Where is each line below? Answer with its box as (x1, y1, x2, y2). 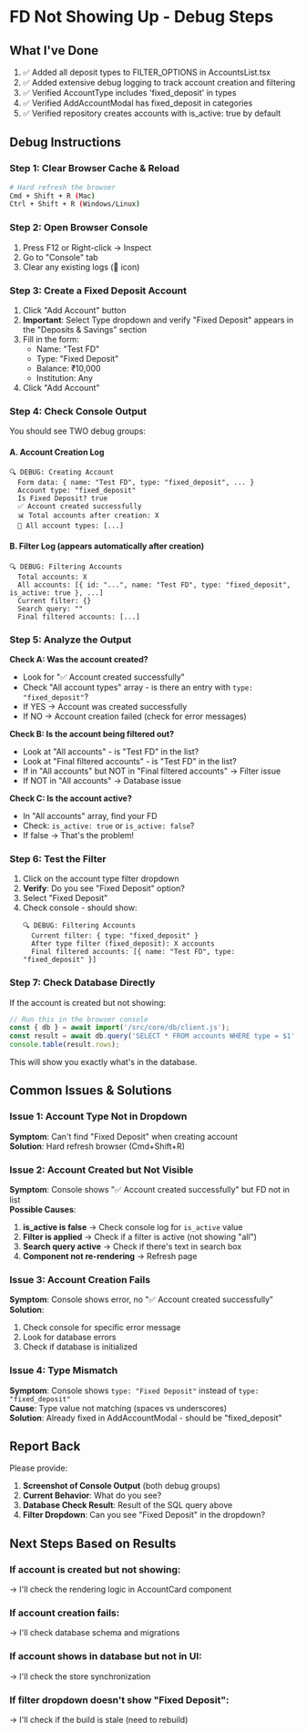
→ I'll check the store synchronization (9, 1670, 151, 1682)
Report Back (9, 1438, 81, 1454)
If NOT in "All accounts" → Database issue (22, 774, 182, 785)
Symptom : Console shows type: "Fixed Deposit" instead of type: (9, 1385, 260, 1396)
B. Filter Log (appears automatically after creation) (9, 540, 205, 551)
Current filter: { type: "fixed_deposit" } (31, 931, 199, 940)
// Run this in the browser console (9, 1014, 148, 1024)
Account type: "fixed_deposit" (17, 486, 137, 496)
